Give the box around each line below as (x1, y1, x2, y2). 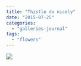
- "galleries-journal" (11, 25, 68, 32)
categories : (6, 20, 36, 26)
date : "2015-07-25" (6, 14, 55, 20)
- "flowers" (11, 37, 42, 43)
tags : (6, 31, 20, 37)
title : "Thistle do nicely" (6, 8, 76, 15)
